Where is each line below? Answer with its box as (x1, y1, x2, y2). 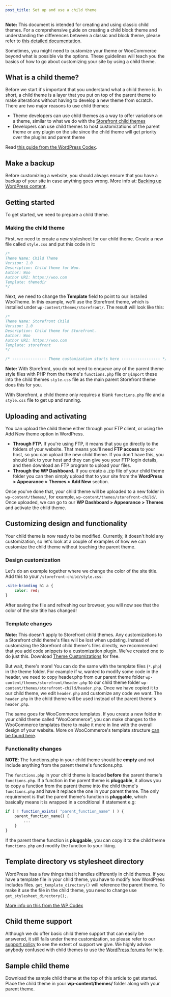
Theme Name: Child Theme (5, 256, 58, 261)
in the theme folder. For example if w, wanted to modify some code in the (5, 669, 159, 675)
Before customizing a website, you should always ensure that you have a (5, 173, 158, 179)
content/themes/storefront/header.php (5, 680, 88, 685)
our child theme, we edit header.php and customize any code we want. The (5, 690, 162, 697)
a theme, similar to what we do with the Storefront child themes (12, 118, 146, 124)
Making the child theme (5, 224, 65, 231)
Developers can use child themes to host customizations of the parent (12, 123, 160, 130)
